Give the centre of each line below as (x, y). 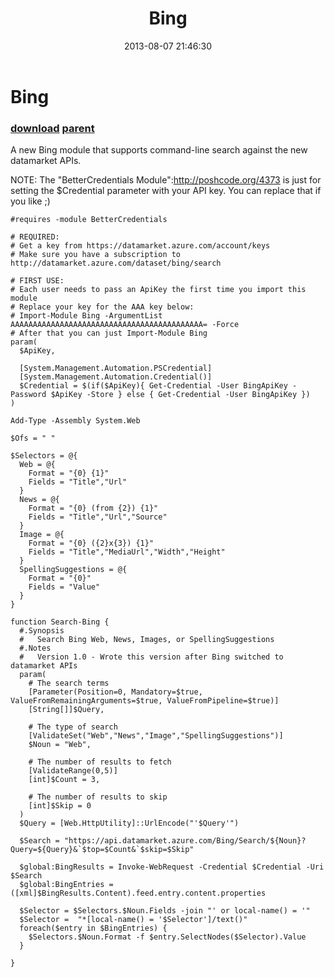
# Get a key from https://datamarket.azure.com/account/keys (140, 246)
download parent (52, 128)
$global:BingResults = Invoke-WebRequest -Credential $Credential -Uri (172, 867)
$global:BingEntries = (66, 885)
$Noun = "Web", (60, 745)
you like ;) (30, 201)
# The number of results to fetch (100, 762)
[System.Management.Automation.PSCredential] (116, 368)
